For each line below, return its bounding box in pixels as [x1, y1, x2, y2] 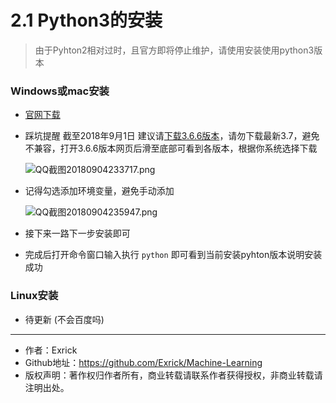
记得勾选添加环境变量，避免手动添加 [24, 185, 175, 197]
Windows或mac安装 [10, 84, 110, 98]
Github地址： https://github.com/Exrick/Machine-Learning [24, 356, 263, 368]
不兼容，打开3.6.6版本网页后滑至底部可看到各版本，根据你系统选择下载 [24, 142, 318, 155]
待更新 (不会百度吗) [24, 313, 105, 325]
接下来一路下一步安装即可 [24, 227, 131, 240]
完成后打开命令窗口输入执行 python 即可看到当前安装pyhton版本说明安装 [24, 249, 323, 261]
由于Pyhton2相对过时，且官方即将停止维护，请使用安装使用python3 [34, 44, 315, 56]
